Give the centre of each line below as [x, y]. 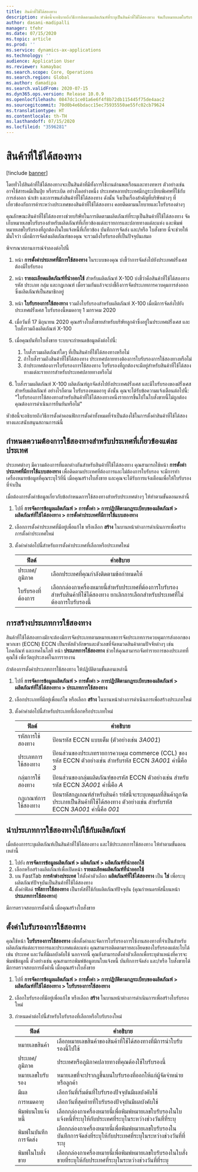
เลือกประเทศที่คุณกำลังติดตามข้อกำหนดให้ [97, 574]
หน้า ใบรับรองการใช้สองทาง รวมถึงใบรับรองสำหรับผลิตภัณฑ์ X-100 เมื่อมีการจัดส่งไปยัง [99, 303]
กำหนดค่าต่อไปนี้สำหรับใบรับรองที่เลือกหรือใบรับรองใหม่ [68, 1017]
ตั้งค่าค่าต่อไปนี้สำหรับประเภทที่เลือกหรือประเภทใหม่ [64, 711]
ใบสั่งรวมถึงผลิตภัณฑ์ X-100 [43, 328]
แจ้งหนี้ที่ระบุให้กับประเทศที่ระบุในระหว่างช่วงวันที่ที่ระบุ [116, 1119]
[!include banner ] [27, 173]
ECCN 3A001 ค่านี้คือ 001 [86, 809]
